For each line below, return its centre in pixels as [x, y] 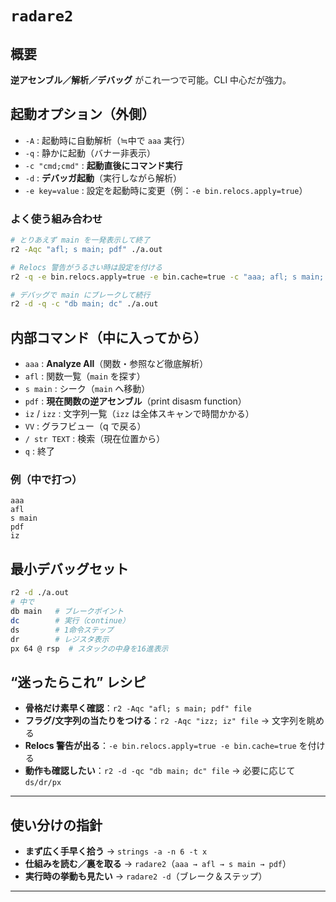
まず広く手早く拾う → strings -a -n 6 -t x [116, 851]
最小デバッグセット [69, 568]
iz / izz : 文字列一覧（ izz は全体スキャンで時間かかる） [139, 414]
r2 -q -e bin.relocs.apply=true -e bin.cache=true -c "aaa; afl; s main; [167, 277]
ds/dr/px [43, 783]
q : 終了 [39, 451]
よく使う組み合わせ [56, 219]
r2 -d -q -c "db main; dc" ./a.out [84, 304]
